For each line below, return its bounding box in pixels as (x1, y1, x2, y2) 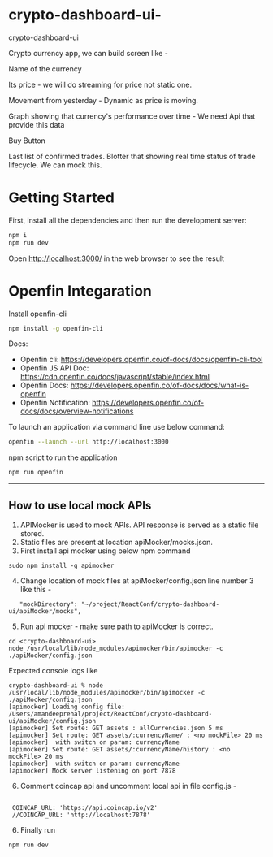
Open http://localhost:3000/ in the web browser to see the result (8, 253, 225, 263)
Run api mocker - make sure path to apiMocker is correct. (19, 621, 214, 631)
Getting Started (8, 188, 115, 207)
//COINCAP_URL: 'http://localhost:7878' (11, 811, 151, 819)
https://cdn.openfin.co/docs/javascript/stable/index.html (19, 372, 210, 382)
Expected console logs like (8, 666, 98, 675)
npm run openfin (8, 469, 63, 477)
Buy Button (8, 136, 46, 145)
